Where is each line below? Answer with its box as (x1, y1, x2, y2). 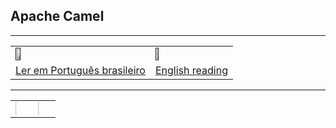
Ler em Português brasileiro (15, 63, 146, 77)
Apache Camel (10, 8, 105, 25)
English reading (154, 63, 228, 77)
